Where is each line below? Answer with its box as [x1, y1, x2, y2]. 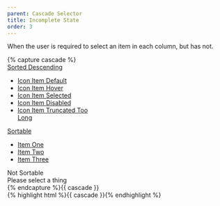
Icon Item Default [17, 77, 68, 85]
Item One [17, 141, 44, 149]
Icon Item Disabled [17, 99, 72, 107]
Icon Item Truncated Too [17, 106, 88, 115]
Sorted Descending [7, 63, 63, 72]
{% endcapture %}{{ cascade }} [7, 184, 100, 192]
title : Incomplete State [7, 17, 79, 24]
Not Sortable [7, 168, 44, 177]
